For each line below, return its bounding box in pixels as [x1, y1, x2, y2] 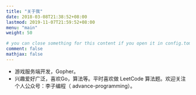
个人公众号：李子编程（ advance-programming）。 [14, 82, 136, 89]
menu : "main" [6, 24, 38, 31]
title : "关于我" [6, 8, 43, 14]
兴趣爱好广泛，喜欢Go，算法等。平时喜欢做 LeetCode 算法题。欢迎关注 [14, 75, 186, 82]
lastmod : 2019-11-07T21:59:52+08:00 [6, 19, 95, 25]
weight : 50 [6, 30, 33, 36]
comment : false [6, 46, 43, 52]
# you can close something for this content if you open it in [6, 41, 163, 46]
